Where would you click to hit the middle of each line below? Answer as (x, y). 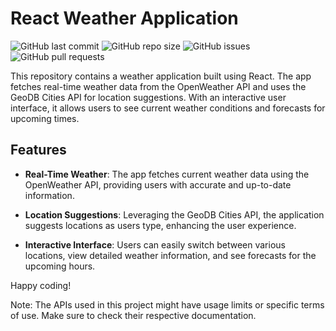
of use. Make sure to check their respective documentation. (133, 315)
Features (38, 150)
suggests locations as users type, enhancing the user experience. (160, 225)
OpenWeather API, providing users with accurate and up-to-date (158, 184)
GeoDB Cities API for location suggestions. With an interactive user (148, 97)
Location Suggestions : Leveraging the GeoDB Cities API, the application (174, 214)
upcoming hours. (60, 266)
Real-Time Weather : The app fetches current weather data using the (167, 174)
